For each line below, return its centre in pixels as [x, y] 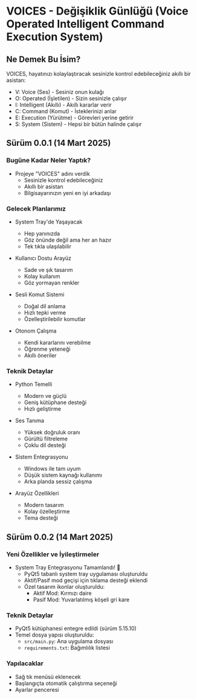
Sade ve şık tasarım [49, 270]
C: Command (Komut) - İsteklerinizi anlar [66, 111]
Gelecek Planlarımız [36, 208]
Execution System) [55, 37]
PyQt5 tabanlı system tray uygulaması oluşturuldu [86, 574]
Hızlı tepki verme [45, 313]
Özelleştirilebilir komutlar [55, 319]
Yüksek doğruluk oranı [52, 432]
